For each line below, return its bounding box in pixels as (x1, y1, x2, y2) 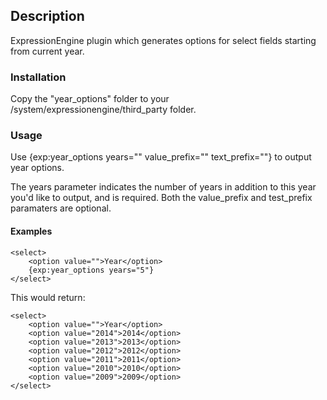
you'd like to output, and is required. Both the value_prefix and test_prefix (10, 192, 313, 204)
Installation (10, 70, 67, 84)
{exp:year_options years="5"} (28, 265, 155, 275)
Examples (10, 225, 53, 237)
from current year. (10, 45, 85, 57)
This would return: (10, 291, 86, 303)
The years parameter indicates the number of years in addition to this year (10, 181, 317, 193)
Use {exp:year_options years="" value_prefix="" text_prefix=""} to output (10, 151, 312, 163)
